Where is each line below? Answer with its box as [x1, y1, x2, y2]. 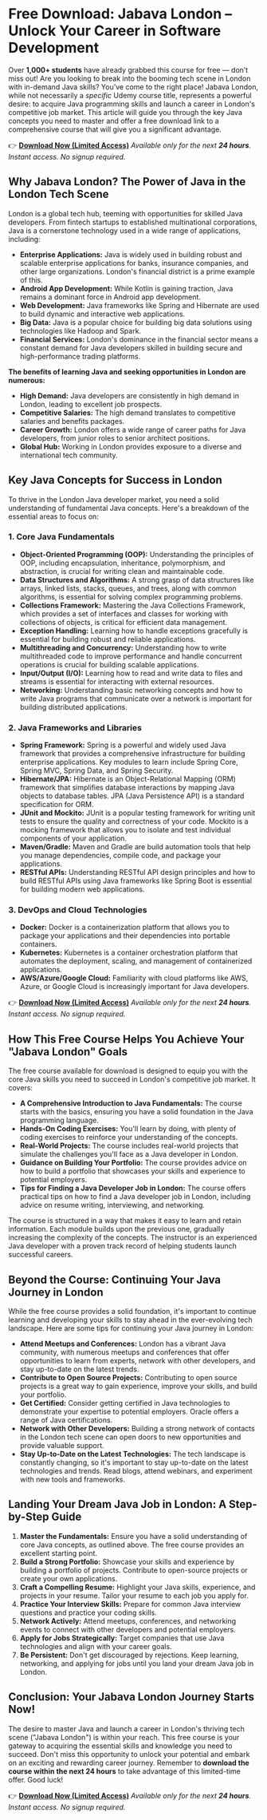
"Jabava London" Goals [8, 1045, 128, 1058]
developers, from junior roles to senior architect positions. [19, 433, 210, 443]
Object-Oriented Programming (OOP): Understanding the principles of [19, 549, 254, 559]
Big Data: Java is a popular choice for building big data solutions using [19, 317, 253, 327]
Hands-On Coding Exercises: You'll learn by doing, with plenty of [19, 1124, 237, 1134]
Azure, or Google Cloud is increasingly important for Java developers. [19, 982, 249, 991]
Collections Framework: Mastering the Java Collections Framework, [19, 600, 245, 610]
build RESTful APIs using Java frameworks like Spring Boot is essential [19, 876, 253, 886]
